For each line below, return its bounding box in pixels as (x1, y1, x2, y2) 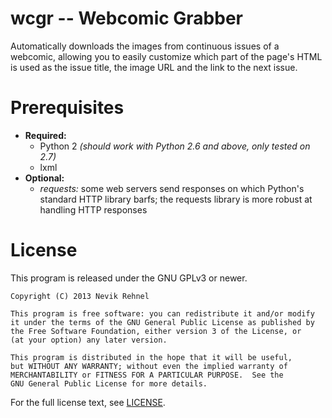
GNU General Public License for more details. (10, 378, 208, 389)
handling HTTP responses (39, 203, 148, 216)
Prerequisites (10, 97, 125, 119)
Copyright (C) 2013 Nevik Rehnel (10, 291, 150, 301)
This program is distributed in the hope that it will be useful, (10, 352, 293, 362)
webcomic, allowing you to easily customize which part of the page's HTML (10, 50, 323, 62)
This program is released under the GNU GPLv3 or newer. (10, 272, 248, 284)
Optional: (24, 172, 65, 184)
